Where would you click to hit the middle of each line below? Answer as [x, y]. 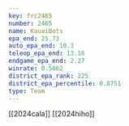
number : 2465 [30, 23]
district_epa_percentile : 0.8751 [65, 83]
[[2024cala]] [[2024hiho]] [52, 114]
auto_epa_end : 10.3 [41, 46]
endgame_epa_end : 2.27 [47, 61]
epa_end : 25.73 [34, 38]
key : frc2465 [30, 16]
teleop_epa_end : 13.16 [47, 53]
